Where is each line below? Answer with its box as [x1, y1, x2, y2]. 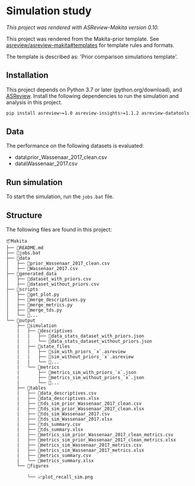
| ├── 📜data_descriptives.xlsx [17, 396, 100, 402]
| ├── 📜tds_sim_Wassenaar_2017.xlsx [17, 417, 113, 423]
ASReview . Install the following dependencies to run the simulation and [6, 92, 179, 99]
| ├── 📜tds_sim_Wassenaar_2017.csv [17, 411, 110, 417]
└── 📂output [6, 317, 36, 324]
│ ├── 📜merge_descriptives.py [6, 297, 86, 303]
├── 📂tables [17, 385, 46, 391]
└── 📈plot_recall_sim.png [27, 474, 93, 480]
